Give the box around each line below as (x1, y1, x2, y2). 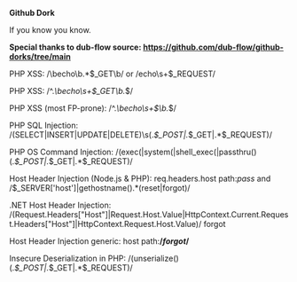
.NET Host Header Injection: (9, 200, 112, 210)
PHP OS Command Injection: (9, 146, 113, 157)
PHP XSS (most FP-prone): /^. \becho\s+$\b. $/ (9, 103, 177, 114)
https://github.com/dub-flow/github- (143, 42, 284, 52)
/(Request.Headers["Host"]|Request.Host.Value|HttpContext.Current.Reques (9, 209, 289, 220)
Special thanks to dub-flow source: (9, 42, 142, 52)
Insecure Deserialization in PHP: (9, 253, 127, 263)
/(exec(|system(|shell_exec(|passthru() (114, 146, 257, 157)
